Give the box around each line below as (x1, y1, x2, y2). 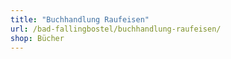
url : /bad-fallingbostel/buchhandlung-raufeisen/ (10, 24, 222, 34)
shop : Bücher (10, 33, 65, 43)
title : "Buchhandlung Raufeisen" (10, 14, 150, 25)
